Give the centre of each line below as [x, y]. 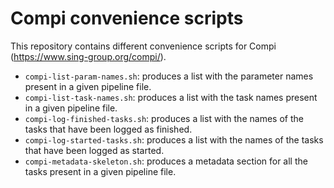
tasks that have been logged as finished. [108, 129]
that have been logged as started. [94, 150]
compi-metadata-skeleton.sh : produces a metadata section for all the [166, 161]
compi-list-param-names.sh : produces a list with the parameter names [169, 76]
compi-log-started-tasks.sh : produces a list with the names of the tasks [174, 139]
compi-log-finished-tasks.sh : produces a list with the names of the [164, 118]
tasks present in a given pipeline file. [100, 171]
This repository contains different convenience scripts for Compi [143, 46]
